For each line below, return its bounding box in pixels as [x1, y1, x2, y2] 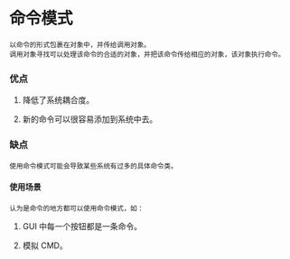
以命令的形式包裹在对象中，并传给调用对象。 [9, 40, 151, 50]
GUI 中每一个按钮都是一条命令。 [22, 220, 143, 231]
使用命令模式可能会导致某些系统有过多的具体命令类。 [9, 162, 178, 171]
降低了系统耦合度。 [22, 95, 95, 106]
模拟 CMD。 [22, 240, 68, 251]
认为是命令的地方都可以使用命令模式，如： [9, 204, 145, 213]
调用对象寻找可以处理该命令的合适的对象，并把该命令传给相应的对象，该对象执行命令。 [9, 50, 285, 59]
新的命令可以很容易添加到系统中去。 [22, 114, 158, 125]
